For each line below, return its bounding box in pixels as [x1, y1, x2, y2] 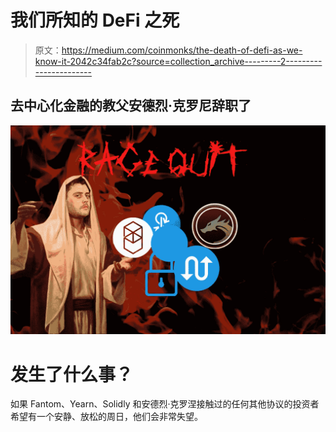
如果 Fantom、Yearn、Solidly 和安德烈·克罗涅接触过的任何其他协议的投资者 [10, 398, 320, 410]
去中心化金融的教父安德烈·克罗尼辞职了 [10, 97, 252, 115]
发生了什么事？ [10, 363, 134, 386]
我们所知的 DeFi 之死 [10, 9, 180, 32]
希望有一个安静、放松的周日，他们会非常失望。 [10, 411, 203, 423]
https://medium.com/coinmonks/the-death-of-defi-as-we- [61, 44, 303, 56]
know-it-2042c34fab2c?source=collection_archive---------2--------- [34, 55, 323, 67]
